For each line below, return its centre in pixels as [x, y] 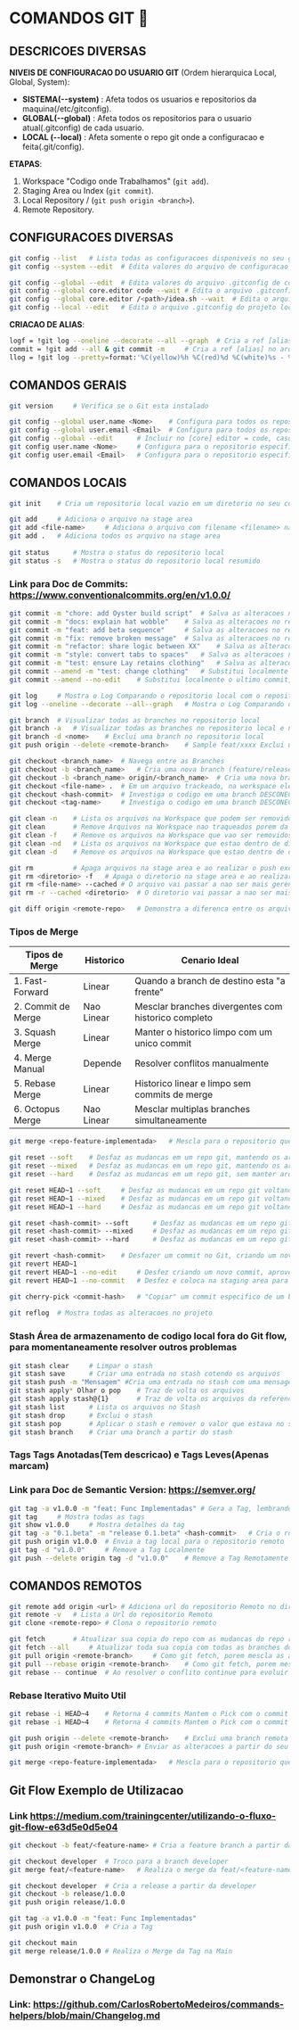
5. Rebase [35, 1084]
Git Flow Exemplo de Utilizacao [97, 1791]
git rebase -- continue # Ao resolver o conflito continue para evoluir [149, 1672]
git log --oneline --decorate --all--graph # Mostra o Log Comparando [147, 704]
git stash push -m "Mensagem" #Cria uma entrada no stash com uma [135, 1382]
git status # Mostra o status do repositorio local [117, 552]
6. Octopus [37, 1110]
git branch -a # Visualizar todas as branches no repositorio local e [147, 729]
